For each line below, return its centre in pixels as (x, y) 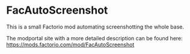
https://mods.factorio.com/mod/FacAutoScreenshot (70, 45)
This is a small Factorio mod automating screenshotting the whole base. (95, 27)
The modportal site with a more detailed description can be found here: (95, 38)
